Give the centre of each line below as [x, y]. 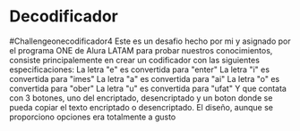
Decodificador [64, 16]
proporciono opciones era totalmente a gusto [93, 117]
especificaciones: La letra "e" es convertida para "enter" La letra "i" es [140, 70]
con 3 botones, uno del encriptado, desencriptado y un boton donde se [141, 98]
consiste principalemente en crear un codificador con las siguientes [134, 60]
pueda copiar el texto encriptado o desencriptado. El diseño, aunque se [141, 107]
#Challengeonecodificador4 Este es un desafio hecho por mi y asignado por [150, 41]
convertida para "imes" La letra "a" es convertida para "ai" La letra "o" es [145, 78]
